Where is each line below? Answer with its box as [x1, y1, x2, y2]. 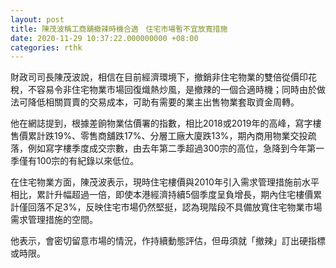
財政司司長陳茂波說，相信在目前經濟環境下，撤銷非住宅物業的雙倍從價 [10, 71, 300, 83]
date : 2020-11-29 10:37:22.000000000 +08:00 [10, 33, 199, 43]
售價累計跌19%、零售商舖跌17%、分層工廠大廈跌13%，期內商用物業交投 [10, 130, 308, 142]
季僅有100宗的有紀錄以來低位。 [10, 155, 140, 167]
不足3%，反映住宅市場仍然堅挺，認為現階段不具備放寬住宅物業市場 [44, 201, 323, 213]
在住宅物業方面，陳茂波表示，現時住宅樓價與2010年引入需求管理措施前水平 [10, 176, 320, 188]
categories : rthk [10, 42, 83, 53]
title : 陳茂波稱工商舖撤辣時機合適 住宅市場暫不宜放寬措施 [10, 24, 228, 34]
